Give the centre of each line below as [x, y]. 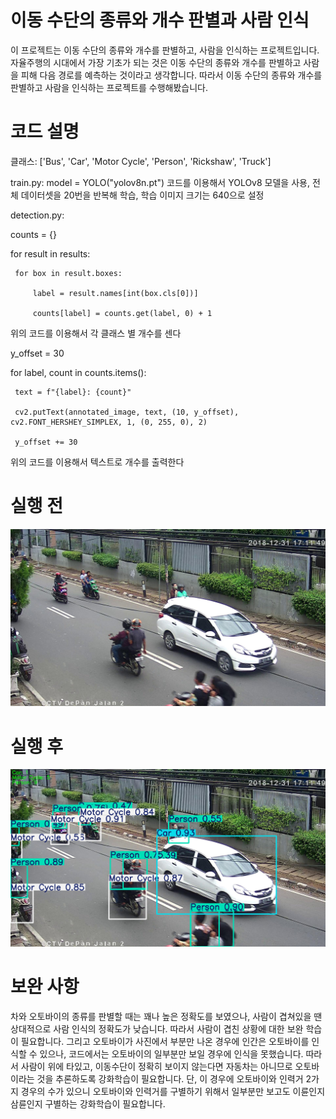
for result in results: [50, 253]
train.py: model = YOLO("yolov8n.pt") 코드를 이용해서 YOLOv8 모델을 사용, [160, 182]
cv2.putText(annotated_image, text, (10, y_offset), [127, 412]
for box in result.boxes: [68, 273]
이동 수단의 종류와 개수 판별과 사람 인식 [160, 20]
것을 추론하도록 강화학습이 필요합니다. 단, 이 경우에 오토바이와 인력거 [170, 1078]
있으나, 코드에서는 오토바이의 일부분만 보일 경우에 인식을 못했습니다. [171, 1053]
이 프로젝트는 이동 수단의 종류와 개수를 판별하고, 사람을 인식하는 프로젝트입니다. [165, 50]
